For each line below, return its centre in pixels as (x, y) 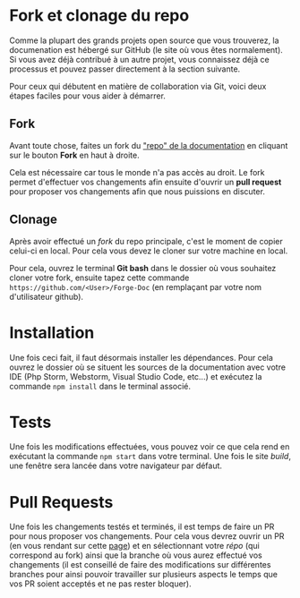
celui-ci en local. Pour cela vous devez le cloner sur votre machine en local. (149, 251)
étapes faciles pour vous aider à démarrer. (87, 96)
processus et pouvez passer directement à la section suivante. (125, 69)
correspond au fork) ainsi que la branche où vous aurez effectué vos (136, 555)
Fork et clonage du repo (99, 16)
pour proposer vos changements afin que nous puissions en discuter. (137, 191)
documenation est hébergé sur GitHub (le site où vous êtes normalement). (146, 49)
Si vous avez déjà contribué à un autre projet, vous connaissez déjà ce (140, 59)
